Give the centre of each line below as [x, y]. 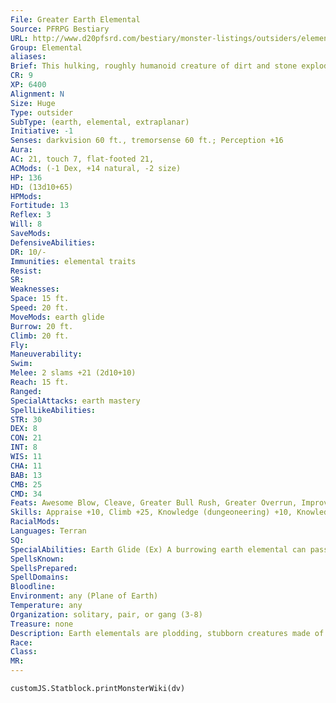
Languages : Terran [48, 531]
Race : [21, 642]
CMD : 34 [26, 494]
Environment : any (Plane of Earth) [84, 596]
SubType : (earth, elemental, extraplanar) [100, 122]
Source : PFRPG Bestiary [60, 29]
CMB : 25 [26, 484]
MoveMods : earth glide [57, 317]
